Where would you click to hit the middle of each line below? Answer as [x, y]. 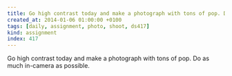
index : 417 [23, 39]
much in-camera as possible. [48, 66]
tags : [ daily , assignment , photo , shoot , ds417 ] [78, 26]
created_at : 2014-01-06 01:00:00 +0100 [65, 20]
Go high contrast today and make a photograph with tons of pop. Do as [108, 58]
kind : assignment [32, 33]
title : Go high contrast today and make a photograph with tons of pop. [114, 13]
